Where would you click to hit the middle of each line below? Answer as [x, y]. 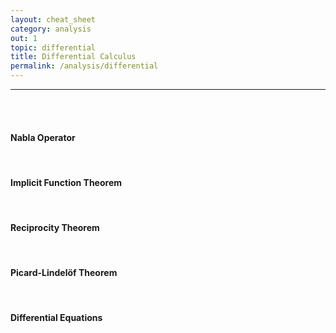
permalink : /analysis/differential [84, 66]
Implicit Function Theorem [66, 182]
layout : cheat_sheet [53, 19]
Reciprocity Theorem [55, 227]
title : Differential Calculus [73, 57]
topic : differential [53, 47]
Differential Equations [56, 318]
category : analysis [51, 29]
